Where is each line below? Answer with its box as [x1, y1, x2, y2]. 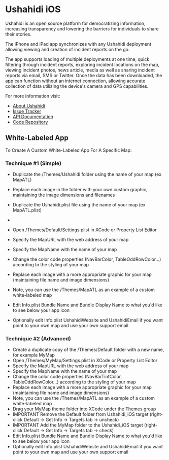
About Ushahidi [12, 102, 45, 109]
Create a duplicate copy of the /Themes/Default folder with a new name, [12, 346, 164, 353]
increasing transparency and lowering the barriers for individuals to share [5, 25, 159, 31]
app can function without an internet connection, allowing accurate [5, 78, 146, 84]
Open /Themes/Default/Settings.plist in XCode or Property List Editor [12, 227, 157, 233]
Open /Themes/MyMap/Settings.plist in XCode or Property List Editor [12, 358, 158, 364]
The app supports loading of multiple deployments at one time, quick [5, 56, 150, 62]
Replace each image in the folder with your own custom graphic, [12, 187, 148, 193]
